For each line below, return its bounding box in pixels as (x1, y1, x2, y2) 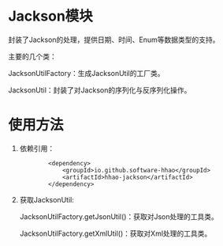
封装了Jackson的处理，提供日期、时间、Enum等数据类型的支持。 (8, 35, 220, 44)
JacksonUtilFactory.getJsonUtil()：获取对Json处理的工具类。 (19, 211, 218, 221)
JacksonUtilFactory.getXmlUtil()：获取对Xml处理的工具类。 (19, 229, 212, 238)
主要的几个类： (8, 51, 57, 61)
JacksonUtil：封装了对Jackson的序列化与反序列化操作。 (8, 85, 191, 95)
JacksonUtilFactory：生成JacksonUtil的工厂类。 (8, 68, 165, 78)
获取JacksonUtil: (19, 195, 75, 204)
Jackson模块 (8, 7, 93, 25)
